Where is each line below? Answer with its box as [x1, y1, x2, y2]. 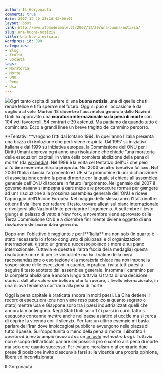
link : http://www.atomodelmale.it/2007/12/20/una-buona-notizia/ [5, 25, 140, 30]
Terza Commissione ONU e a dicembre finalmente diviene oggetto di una [5, 216, 152, 222]
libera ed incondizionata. [5, 354, 54, 360]
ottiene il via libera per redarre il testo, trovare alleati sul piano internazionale [5, 201, 159, 206]
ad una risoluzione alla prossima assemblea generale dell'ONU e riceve [5, 190, 148, 196]
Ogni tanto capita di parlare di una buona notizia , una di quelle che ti [10, 98, 148, 104]
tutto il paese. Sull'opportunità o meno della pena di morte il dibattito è [5, 328, 146, 334]
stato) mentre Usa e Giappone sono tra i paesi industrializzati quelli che [5, 302, 148, 308]
